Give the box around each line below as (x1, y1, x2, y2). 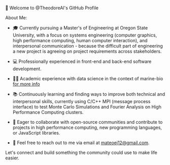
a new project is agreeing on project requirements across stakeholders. (12, 48, 162, 54)
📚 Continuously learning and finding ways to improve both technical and (12, 91, 165, 97)
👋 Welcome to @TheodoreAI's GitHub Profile (5, 5, 99, 11)
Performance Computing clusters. (12, 109, 84, 115)
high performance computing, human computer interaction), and (12, 38, 148, 43)
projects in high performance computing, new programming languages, (12, 124, 162, 130)
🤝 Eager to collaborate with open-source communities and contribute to (12, 119, 163, 125)
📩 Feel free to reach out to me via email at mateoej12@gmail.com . (12, 140, 150, 146)
